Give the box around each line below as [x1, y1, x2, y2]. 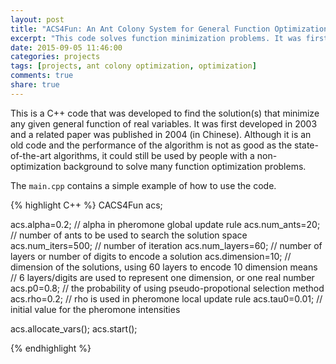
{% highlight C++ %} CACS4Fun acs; [10, 199, 163, 211]
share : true [10, 80, 60, 90]
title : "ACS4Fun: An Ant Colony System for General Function [10, 24, 271, 34]
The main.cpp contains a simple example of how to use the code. [10, 179, 277, 191]
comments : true [10, 71, 74, 81]
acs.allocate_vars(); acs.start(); [10, 322, 138, 335]
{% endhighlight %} [10, 342, 92, 354]
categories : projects [10, 52, 101, 62]
